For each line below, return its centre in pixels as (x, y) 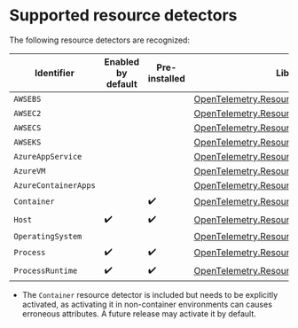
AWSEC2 (27, 113)
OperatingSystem (48, 236)
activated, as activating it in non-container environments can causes (147, 304)
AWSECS (27, 128)
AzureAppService (48, 156)
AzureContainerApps (55, 185)
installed (167, 78)
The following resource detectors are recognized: (100, 40)
